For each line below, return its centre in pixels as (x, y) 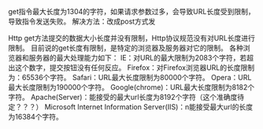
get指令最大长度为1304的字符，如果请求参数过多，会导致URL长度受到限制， (131, 11)
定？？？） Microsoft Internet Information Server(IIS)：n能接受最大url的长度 (131, 107)
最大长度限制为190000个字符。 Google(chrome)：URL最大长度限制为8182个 (131, 87)
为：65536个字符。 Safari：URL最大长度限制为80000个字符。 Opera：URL (130, 77)
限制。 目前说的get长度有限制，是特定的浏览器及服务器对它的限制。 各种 (126, 48)
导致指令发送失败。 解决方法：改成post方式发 (82, 21)
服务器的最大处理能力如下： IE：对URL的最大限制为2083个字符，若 (138, 58)
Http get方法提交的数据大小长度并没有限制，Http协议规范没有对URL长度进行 (132, 38)
